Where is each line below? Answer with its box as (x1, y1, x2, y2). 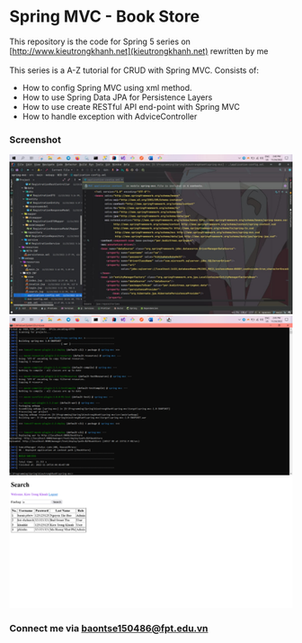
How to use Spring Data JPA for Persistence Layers (22, 92, 213, 103)
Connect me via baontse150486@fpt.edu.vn (9, 621, 209, 634)
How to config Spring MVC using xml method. (22, 82, 192, 93)
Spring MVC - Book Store (9, 6, 200, 27)
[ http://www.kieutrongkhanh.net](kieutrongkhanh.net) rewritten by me (9, 45, 269, 56)
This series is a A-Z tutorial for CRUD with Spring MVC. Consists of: (9, 65, 259, 76)
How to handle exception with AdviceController (22, 111, 198, 122)
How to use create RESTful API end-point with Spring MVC (22, 101, 240, 112)
